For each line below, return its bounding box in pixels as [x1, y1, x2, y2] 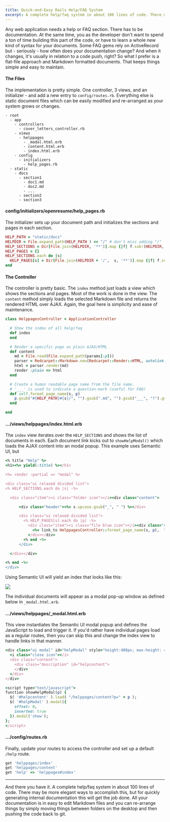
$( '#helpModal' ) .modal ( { [10, 700, 67, 705]
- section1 [18, 175, 42, 180]
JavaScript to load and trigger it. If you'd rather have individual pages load [5, 627, 160, 633]
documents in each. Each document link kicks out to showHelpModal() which [5, 437, 163, 444]
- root [5, 113, 19, 118]
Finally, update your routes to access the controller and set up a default [5, 745, 154, 751]
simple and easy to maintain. [5, 64, 65, 70]
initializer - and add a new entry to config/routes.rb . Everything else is [5, 92, 154, 98]
